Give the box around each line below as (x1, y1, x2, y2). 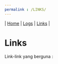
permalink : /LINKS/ (4, 7, 47, 12)
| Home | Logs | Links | (4, 20, 50, 26)
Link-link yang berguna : (4, 53, 53, 59)
